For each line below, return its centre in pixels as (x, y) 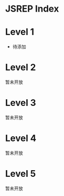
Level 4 (21, 139)
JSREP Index (32, 9)
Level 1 (20, 32)
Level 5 (21, 174)
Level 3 (21, 103)
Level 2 (21, 68)
